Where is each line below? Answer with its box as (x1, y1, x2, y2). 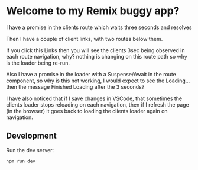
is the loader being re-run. (6, 59, 70, 66)
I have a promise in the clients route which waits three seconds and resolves (6, 24, 192, 31)
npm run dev (6, 158, 35, 164)
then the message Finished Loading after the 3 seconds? (6, 83, 145, 90)
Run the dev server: (6, 146, 54, 153)
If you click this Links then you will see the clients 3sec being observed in (6, 46, 185, 54)
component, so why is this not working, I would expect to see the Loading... (6, 77, 190, 84)
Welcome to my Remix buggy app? (6, 4, 180, 18)
